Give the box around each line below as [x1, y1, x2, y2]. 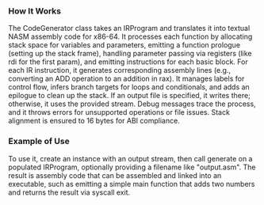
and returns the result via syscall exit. [8, 188, 131, 197]
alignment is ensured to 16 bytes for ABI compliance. [8, 116, 180, 126]
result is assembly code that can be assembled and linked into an [8, 170, 222, 180]
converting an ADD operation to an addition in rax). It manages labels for [8, 74, 245, 84]
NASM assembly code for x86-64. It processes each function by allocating [8, 32, 253, 41]
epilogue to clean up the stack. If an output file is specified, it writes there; [8, 91, 251, 101]
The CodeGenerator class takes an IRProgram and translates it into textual [8, 24, 251, 33]
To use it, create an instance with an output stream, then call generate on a [8, 154, 253, 163]
